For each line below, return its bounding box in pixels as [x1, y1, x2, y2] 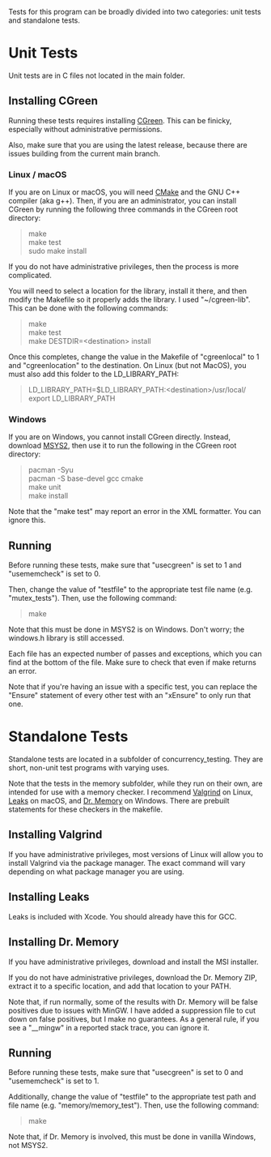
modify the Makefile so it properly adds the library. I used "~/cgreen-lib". [8, 295, 251, 305]
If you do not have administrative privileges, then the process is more [8, 262, 239, 272]
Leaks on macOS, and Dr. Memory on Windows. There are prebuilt [8, 796, 230, 806]
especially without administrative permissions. [8, 124, 163, 134]
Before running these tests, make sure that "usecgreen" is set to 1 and [8, 560, 242, 570]
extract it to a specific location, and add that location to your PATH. [8, 981, 232, 991]
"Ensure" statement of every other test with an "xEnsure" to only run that [8, 691, 252, 701]
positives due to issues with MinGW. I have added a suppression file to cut [8, 1005, 256, 1015]
